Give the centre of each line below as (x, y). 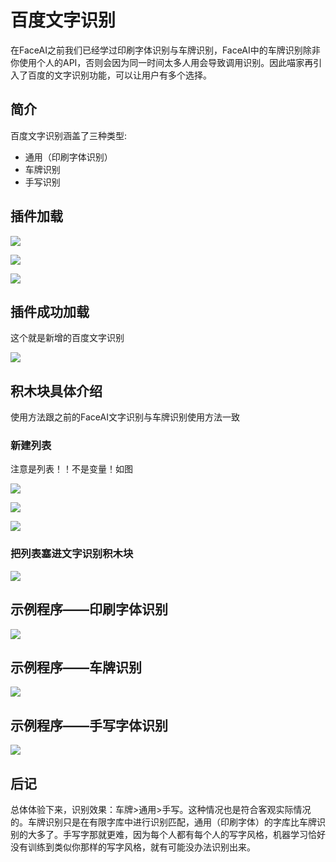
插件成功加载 (50, 311)
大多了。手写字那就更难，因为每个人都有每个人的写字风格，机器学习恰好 (176, 835)
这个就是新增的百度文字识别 (67, 338)
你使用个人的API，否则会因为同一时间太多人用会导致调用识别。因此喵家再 (162, 62)
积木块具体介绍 (56, 391)
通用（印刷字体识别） (68, 157)
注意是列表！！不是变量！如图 (71, 469)
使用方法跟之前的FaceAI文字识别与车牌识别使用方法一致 (125, 417)
